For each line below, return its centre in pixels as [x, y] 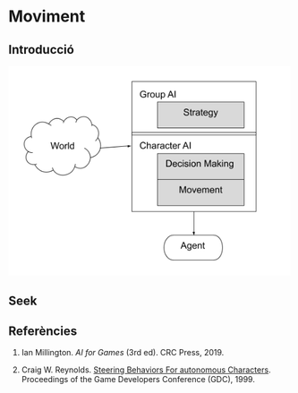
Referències [43, 331]
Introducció [42, 50]
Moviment [47, 17]
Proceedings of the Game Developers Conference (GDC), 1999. [138, 380]
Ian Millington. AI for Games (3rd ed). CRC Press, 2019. [123, 353]
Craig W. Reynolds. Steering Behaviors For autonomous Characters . [146, 370]
